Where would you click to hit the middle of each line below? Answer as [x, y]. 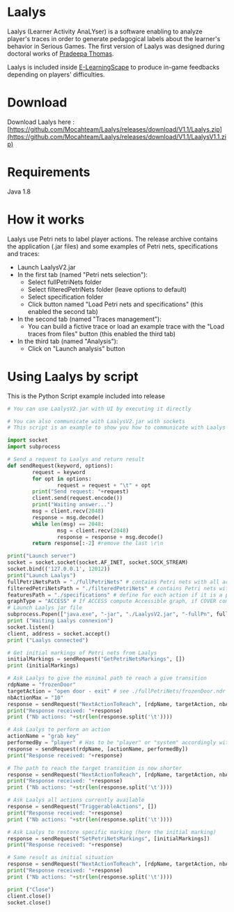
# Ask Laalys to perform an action [59, 730]
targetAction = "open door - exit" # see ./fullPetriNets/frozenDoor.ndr [117, 691]
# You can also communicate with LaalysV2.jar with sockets [96, 421]
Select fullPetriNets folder [65, 282]
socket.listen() [31, 627]
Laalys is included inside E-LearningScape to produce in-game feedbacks [114, 67]
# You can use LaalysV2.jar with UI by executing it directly [99, 409]
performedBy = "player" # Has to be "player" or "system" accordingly [112, 743]
